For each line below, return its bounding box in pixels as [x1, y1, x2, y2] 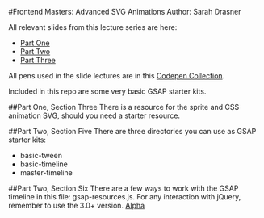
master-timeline [19, 168, 73, 177]
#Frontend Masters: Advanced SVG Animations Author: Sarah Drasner [8, 7, 241, 16]
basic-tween [19, 151, 63, 160]
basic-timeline [19, 159, 69, 169]
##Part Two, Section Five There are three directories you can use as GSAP [8, 127, 257, 136]
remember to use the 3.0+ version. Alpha [8, 201, 145, 210]
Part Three [19, 56, 57, 65]
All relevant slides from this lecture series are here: [8, 23, 178, 31]
